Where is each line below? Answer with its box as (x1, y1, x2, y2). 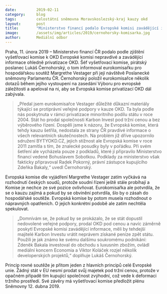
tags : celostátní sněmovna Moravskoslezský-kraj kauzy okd (5, 16, 148, 21)
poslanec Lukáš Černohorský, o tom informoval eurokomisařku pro (5, 64, 142, 70)
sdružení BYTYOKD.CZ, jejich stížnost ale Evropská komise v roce (17, 138, 153, 144)
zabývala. (5, 91, 25, 97)
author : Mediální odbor (5, 35, 68, 40)
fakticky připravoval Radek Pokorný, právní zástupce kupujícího (17, 159, 148, 165)
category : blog (5, 12, 46, 17)
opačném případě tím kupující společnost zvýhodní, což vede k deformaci (5, 273, 157, 279)
